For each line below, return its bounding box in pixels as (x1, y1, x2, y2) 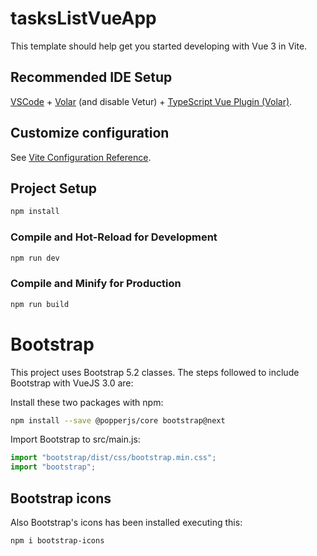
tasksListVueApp (10, 7, 157, 30)
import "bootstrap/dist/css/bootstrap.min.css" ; (10, 453, 217, 463)
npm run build (10, 299, 70, 309)
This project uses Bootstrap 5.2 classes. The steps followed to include (10, 366, 300, 378)
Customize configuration (10, 125, 170, 142)
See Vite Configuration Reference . (10, 151, 152, 163)
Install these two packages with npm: (10, 396, 164, 408)
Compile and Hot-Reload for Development (10, 230, 218, 244)
